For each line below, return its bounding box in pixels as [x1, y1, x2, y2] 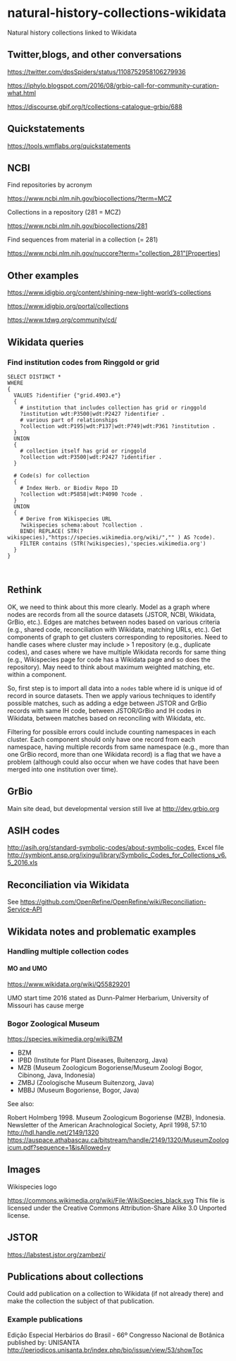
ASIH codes [7, 825, 60, 837]
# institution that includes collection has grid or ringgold [20, 404, 206, 411]
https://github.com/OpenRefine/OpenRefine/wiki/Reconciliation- [20, 898, 206, 906]
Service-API [7, 905, 42, 913]
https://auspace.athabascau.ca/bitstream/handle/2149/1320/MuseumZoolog [7, 1135, 229, 1144]
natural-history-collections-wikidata [7, 5, 227, 21]
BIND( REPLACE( [20, 527, 65, 534]
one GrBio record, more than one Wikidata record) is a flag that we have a [7, 750, 222, 758]
